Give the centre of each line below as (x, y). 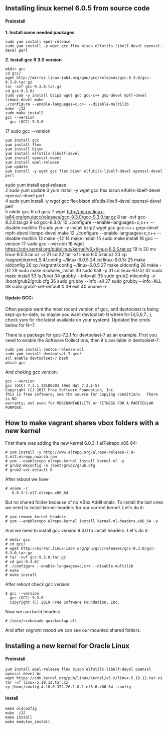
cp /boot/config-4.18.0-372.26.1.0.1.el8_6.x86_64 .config (68, 687)
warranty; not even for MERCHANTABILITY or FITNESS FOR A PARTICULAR (79, 403)
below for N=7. (21, 325)
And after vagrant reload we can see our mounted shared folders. (73, 630)
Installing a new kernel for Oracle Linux (67, 646)
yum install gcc (22, 140)
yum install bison (24, 149)
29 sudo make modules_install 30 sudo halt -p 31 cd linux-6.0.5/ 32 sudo (87, 270)
